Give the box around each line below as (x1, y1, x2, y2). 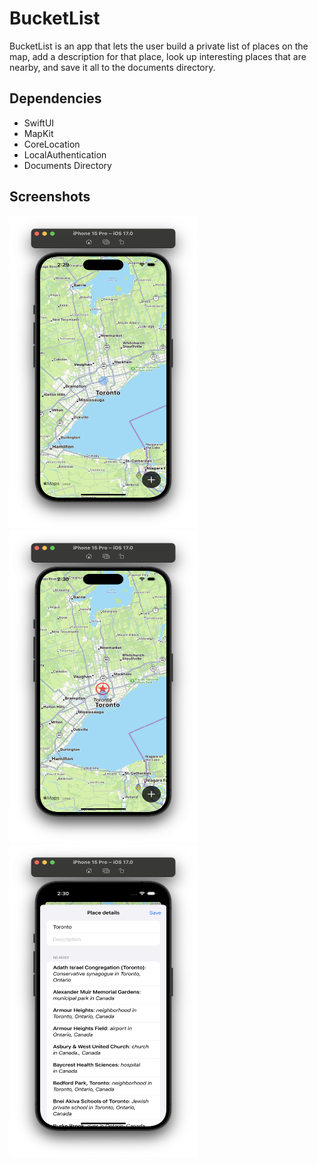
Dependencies (9, 90, 102, 107)
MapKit (23, 127, 54, 139)
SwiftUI (23, 117, 55, 129)
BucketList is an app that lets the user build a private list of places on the (9, 40, 309, 52)
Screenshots (9, 188, 91, 206)
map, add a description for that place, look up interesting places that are (9, 50, 307, 62)
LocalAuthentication (23, 148, 107, 161)
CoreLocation (23, 138, 81, 150)
